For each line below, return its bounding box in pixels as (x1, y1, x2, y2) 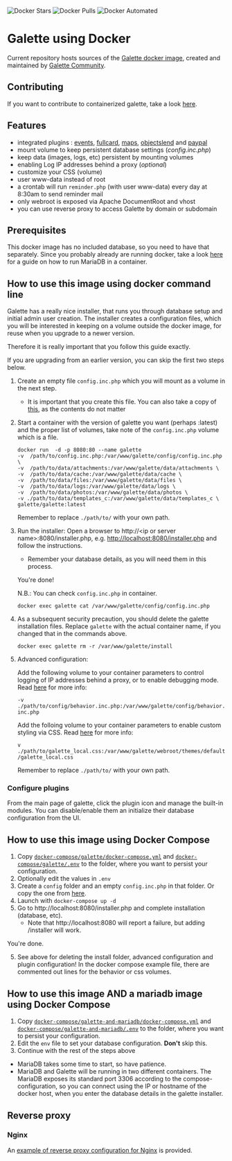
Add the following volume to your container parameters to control (17, 669, 204, 677)
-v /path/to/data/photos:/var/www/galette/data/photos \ (17, 489, 188, 496)
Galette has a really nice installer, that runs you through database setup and (7, 307, 223, 316)
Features (7, 120, 46, 132)
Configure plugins (7, 784, 69, 793)
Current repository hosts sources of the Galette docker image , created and (7, 53, 220, 62)
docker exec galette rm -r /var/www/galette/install (17, 643, 173, 650)
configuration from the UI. (7, 814, 81, 822)
